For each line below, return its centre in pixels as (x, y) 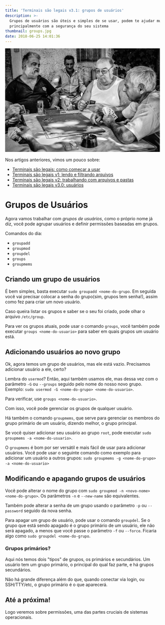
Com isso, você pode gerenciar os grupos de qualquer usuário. (69, 408)
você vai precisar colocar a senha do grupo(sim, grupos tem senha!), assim (82, 296)
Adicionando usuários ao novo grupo (63, 352)
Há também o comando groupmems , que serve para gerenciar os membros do (82, 418)
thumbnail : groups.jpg (28, 31)
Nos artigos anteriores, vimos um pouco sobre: (53, 160)
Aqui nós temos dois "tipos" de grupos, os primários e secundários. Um (78, 559)
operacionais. (19, 617)
